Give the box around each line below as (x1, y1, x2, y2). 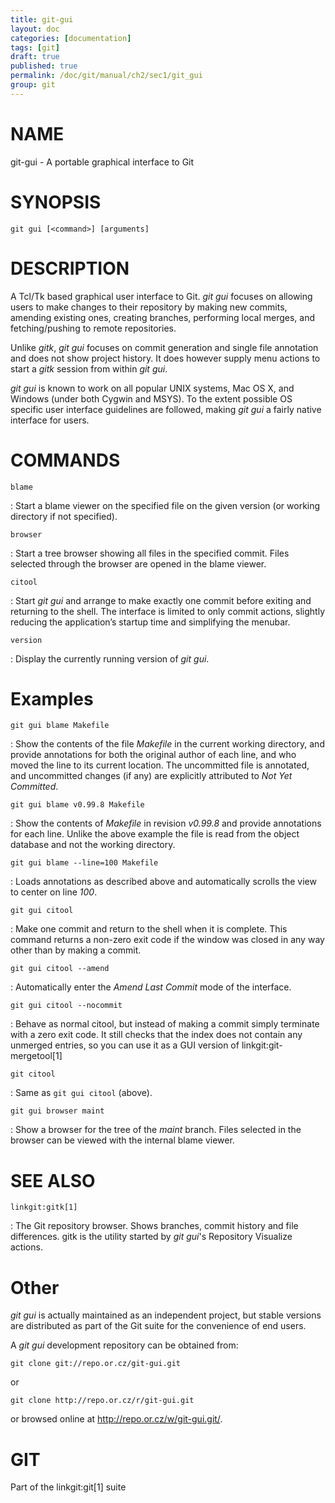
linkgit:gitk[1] (10, 1202, 78, 1213)
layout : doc (10, 24, 60, 34)
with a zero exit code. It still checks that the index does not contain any (10, 1029, 303, 1041)
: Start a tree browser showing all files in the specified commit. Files (10, 547, 290, 559)
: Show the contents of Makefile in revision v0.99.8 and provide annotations (10, 817, 322, 830)
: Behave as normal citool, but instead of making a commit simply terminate (10, 1018, 320, 1030)
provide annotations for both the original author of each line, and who (10, 749, 297, 761)
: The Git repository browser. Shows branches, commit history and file (10, 1220, 299, 1232)
